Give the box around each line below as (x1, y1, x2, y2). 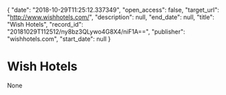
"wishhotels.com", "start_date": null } (7, 35, 111, 43)
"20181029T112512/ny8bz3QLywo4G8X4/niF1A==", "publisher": (7, 27, 186, 36)
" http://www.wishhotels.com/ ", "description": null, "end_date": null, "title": (7, 13, 215, 21)
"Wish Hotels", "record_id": (7, 21, 83, 28)
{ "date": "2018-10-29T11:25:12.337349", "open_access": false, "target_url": (7, 6, 220, 14)
